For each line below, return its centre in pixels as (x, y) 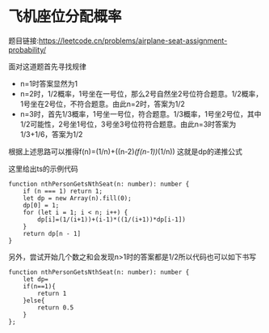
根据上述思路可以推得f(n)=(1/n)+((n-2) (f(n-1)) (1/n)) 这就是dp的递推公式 (126, 152)
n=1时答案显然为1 (49, 83)
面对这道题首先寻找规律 (47, 66)
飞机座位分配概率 (65, 17)
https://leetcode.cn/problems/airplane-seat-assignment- (133, 41)
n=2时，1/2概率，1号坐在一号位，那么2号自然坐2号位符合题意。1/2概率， (141, 93)
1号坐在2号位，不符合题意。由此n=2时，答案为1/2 (103, 104)
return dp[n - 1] (52, 233)
